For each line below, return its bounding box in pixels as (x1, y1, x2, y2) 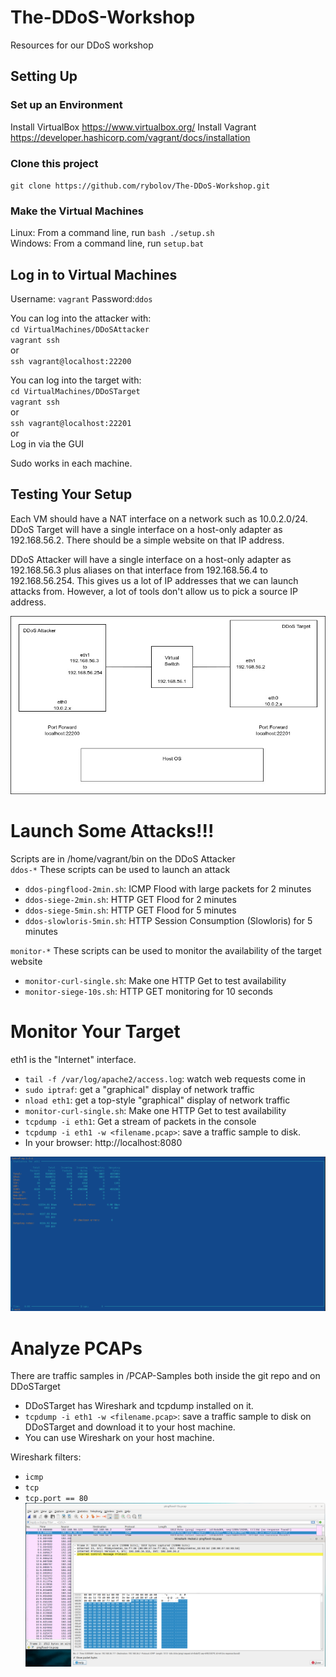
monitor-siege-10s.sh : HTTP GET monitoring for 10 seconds (24, 986, 273, 998)
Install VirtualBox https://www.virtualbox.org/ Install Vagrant (10, 121, 257, 133)
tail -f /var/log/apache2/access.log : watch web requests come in (24, 1073, 306, 1085)
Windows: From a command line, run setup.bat (10, 237, 205, 250)
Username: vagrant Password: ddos (10, 293, 153, 305)
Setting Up (10, 68, 78, 85)
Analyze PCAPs (10, 1337, 143, 1360)
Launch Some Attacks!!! (10, 820, 215, 843)
